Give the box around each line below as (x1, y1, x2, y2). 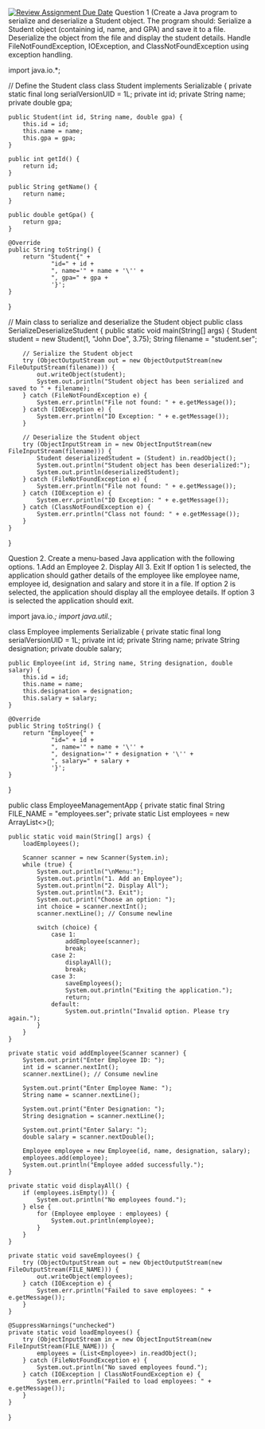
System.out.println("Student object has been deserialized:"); (37, 461, 251, 469)
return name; (22, 190, 66, 198)
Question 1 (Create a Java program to (115, 8, 237, 17)
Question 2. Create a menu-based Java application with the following (8, 554, 235, 563)
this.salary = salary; (22, 694, 98, 702)
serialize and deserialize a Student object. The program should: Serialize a (8, 16, 252, 26)
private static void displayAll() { (8, 1182, 130, 1190)
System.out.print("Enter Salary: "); (22, 1126, 148, 1134)
